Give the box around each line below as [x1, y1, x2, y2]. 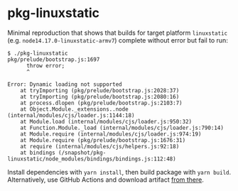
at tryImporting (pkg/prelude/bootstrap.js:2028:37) [20, 87, 180, 94]
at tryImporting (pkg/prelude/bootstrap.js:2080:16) [20, 93, 180, 100]
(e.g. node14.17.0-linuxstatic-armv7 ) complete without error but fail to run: [7, 36, 229, 44]
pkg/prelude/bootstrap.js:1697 [7, 55, 100, 63]
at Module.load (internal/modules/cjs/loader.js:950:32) [20, 118, 193, 125]
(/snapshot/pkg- [58, 149, 107, 156]
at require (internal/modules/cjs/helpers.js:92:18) [20, 143, 180, 150]
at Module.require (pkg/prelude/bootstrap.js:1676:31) [20, 136, 186, 143]
